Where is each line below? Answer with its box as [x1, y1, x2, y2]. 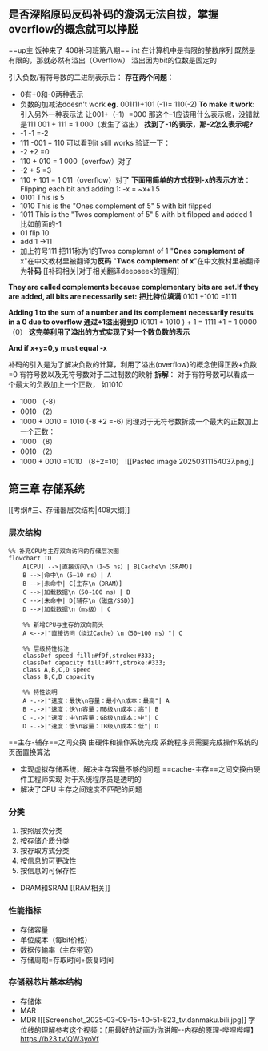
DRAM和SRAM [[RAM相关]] [19, 883, 110, 893]
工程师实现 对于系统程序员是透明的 [26, 774, 142, 784]
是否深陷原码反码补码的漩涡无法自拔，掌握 [8, 7, 218, 22]
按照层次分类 [19, 826, 62, 836]
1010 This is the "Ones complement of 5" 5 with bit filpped [19, 201, 212, 211]
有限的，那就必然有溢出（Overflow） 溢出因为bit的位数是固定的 [8, 55, 218, 65]
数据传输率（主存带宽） [19, 945, 98, 954]
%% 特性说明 [22, 688, 58, 696]
